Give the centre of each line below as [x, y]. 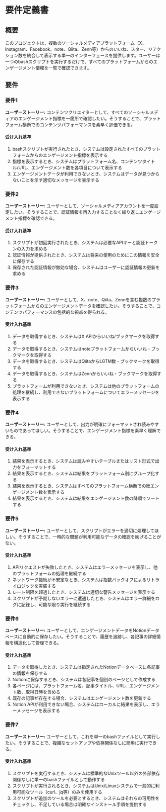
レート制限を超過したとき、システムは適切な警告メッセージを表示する [84, 592]
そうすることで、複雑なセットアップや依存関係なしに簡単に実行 [83, 743]
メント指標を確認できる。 [31, 218]
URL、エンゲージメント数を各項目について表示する [70, 168]
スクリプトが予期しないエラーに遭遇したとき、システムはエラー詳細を [84, 598]
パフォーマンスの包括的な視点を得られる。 [66, 312]
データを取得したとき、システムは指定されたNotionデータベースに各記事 [86, 667]
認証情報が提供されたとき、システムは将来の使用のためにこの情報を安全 [86, 255]
